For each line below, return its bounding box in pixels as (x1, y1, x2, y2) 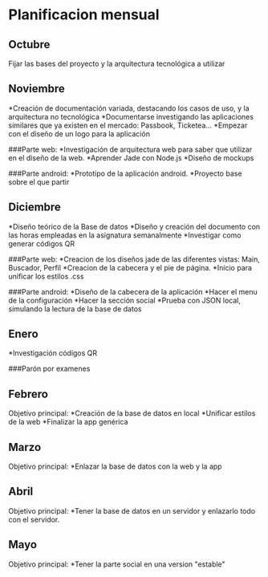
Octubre (8, 38, 51, 51)
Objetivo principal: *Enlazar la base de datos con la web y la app (8, 461, 222, 471)
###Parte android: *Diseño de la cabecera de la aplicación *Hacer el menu (8, 286, 258, 296)
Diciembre (8, 201, 62, 214)
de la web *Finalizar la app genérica (8, 417, 128, 427)
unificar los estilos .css (8, 271, 84, 281)
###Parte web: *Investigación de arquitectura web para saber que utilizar (8, 144, 253, 154)
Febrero (8, 387, 48, 400)
